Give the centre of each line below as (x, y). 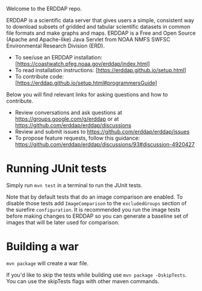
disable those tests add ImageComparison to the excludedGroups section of (96, 203)
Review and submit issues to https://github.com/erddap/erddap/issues (102, 132)
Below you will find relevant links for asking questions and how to (87, 94)
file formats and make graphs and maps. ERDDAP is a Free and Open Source (101, 33)
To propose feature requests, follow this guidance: (77, 138)
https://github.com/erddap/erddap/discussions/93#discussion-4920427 (105, 144)
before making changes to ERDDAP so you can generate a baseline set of (97, 216)
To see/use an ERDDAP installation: (59, 57)
